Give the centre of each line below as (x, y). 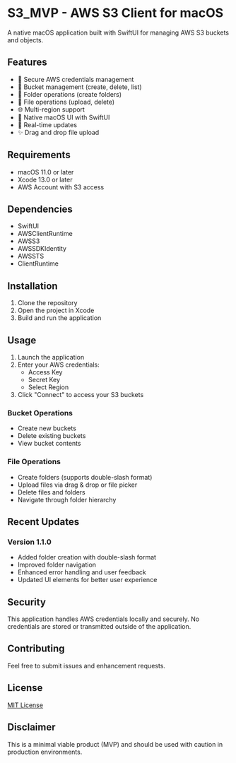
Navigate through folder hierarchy (67, 499)
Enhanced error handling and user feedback (82, 572)
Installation (33, 286)
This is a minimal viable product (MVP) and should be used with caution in (115, 744)
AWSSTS (31, 256)
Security (26, 602)
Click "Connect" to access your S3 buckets (81, 395)
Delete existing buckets (52, 436)
